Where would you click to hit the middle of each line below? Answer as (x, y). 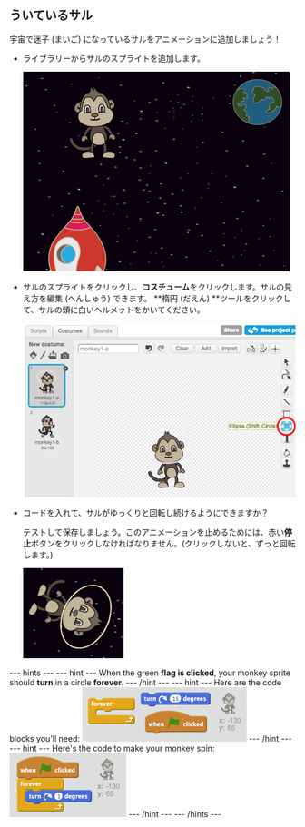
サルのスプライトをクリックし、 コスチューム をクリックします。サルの (153, 287)
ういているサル (51, 15)
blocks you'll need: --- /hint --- (151, 738)
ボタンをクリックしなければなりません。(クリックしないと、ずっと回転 (163, 543)
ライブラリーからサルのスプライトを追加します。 (114, 58)
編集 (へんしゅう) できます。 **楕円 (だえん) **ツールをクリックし (169, 298)
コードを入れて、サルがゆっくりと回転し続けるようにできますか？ (146, 512)
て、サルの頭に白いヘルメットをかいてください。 (114, 310)
